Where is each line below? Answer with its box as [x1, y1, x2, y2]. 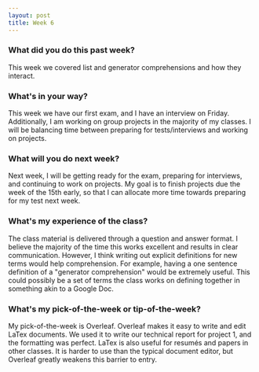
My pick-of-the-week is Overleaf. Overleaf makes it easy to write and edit [8, 321, 246, 330]
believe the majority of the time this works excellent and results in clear [8, 241, 239, 252]
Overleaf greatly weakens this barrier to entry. [8, 355, 158, 364]
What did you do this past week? [8, 45, 135, 56]
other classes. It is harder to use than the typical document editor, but [8, 346, 234, 355]
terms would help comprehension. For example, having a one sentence [8, 259, 238, 268]
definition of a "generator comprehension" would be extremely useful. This [8, 267, 251, 276]
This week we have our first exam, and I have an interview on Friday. [8, 109, 230, 118]
